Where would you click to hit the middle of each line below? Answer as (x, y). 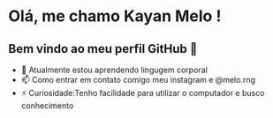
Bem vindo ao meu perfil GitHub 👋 (103, 49)
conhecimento (47, 106)
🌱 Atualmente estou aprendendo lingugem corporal (114, 70)
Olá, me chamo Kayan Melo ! (115, 16)
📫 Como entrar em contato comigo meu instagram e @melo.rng (138, 80)
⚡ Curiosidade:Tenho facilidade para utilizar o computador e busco (143, 93)
